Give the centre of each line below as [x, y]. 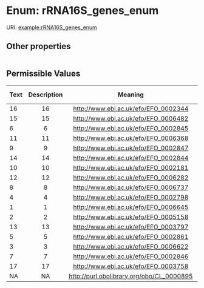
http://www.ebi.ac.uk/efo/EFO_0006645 [131, 207]
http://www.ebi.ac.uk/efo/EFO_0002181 [131, 167]
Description [46, 95]
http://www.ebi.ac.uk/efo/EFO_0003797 [131, 227]
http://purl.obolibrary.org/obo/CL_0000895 [131, 276]
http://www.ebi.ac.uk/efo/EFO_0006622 [131, 246]
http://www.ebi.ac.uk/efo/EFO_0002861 [131, 236]
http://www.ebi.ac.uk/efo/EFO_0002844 [131, 158]
